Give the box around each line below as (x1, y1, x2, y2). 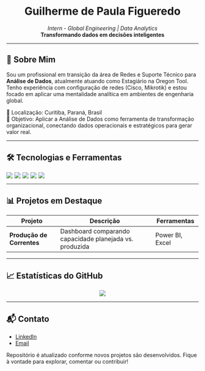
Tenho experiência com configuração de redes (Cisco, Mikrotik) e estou (6, 84, 187, 91)
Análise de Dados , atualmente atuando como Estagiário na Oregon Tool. (6, 77, 189, 84)
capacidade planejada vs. (60, 234, 134, 243)
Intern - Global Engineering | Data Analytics (48, 24, 157, 32)
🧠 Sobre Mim (6, 54, 56, 65)
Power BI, (155, 231, 183, 239)
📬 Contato (6, 313, 50, 324)
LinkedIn (15, 333, 37, 340)
